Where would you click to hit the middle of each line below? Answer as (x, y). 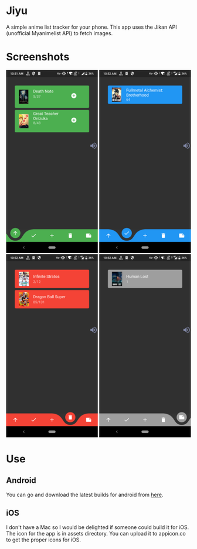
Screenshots (38, 57)
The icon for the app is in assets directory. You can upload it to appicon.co (96, 533)
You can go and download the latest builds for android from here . (85, 495)
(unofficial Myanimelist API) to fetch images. (60, 33)
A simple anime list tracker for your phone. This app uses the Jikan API (91, 27)
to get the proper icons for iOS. (43, 540)
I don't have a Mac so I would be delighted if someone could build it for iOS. (98, 527)
